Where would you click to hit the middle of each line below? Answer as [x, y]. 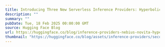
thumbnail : [16, 37]
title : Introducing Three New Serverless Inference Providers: [71, 10]
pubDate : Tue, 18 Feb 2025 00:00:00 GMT [47, 23]
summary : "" [17, 19]
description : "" [22, 14]
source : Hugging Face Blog [33, 28]
